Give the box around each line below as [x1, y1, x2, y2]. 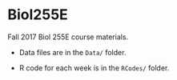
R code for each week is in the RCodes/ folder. [18, 62, 170, 73]
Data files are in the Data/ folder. [18, 47, 127, 57]
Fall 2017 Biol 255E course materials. [7, 32, 129, 42]
